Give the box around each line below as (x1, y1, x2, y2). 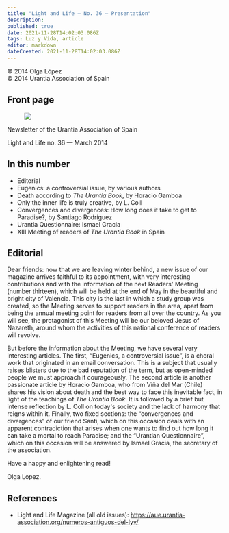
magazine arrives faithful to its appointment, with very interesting (7, 273, 191, 281)
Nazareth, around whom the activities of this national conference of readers (7, 323, 221, 332)
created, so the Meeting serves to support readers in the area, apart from (7, 302, 214, 310)
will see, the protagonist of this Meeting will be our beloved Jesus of (7, 317, 200, 325)
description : (7, 16, 44, 23)
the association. (7, 446, 52, 454)
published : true (7, 23, 53, 29)
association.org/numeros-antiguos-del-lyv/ (16, 518, 139, 526)
